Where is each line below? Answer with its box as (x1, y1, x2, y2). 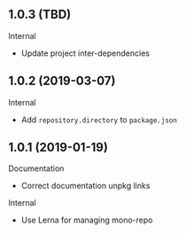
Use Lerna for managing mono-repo (20, 214, 153, 225)
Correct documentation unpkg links (20, 181, 151, 191)
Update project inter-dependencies (20, 48, 150, 58)
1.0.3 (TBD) (8, 7, 72, 22)
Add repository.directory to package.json (20, 114, 178, 125)
